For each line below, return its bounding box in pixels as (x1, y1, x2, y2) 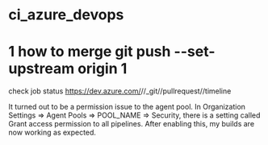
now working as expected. (8, 127, 97, 138)
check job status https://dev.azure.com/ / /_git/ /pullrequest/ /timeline (8, 86, 232, 96)
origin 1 (77, 60, 128, 78)
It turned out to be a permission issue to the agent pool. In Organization (8, 102, 246, 112)
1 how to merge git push (8, 43, 171, 61)
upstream (8, 60, 75, 78)
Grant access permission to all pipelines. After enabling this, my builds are (8, 119, 255, 129)
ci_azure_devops (8, 6, 124, 24)
